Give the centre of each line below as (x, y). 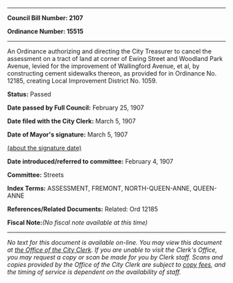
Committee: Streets (36, 175)
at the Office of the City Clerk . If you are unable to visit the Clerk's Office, (112, 250)
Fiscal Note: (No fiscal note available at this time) (77, 222)
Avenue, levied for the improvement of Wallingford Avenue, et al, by (103, 66)
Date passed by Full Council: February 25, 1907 (76, 108)
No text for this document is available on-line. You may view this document (114, 242)
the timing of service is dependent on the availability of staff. (94, 272)
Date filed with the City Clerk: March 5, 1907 (72, 121)
